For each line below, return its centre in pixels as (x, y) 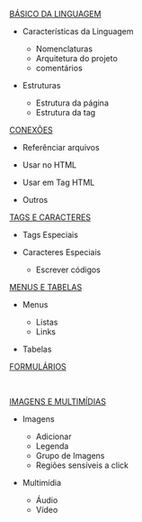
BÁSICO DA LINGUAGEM (55, 14)
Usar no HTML (49, 165)
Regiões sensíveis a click (82, 465)
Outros (35, 200)
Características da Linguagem (78, 31)
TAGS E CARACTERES (50, 217)
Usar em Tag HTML (58, 182)
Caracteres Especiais (62, 252)
